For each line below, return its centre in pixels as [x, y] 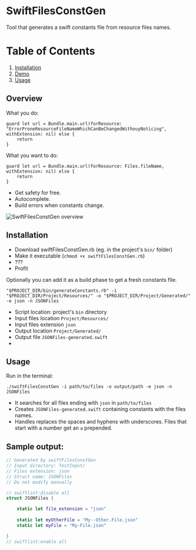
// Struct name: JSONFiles [39, 477]
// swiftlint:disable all [38, 493]
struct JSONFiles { [30, 498]
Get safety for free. [38, 193]
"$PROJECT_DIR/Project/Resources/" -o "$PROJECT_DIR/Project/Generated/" [99, 296]
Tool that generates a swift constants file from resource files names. [89, 27]
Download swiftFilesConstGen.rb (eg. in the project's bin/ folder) [94, 249]
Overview [24, 99]
